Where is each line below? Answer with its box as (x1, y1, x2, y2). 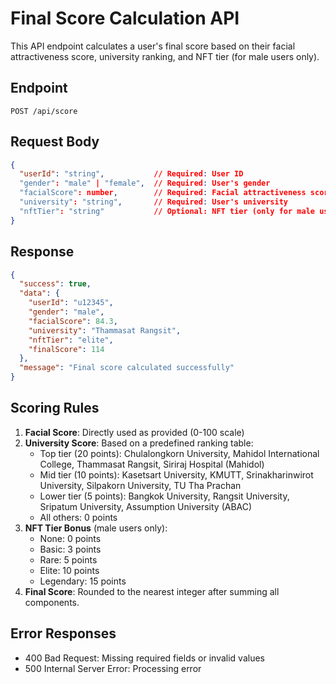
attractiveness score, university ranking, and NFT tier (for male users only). (10, 50, 320, 62)
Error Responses (10, 625, 117, 642)
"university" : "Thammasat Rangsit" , (28, 325, 182, 336)
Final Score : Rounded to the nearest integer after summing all (24, 585, 280, 597)
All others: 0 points (39, 511, 118, 523)
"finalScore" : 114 (28, 344, 105, 354)
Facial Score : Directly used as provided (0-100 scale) (24, 426, 245, 438)
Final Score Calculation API (10, 7, 240, 30)
